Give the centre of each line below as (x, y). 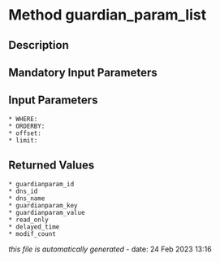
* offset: (25, 133)
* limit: (23, 140)
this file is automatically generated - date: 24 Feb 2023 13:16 (110, 249)
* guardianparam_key (43, 205)
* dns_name (27, 198)
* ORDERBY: (27, 126)
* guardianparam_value (47, 212)
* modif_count (32, 234)
